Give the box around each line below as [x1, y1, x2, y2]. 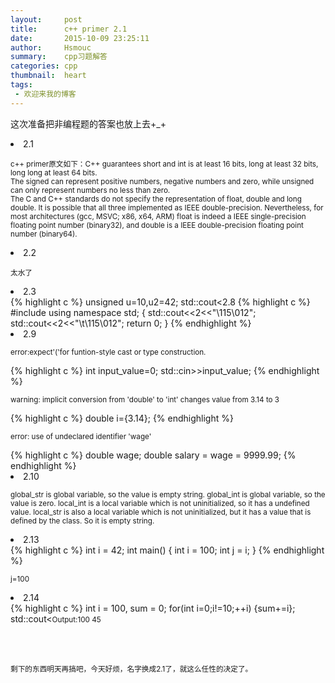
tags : [10, 80, 33, 90]
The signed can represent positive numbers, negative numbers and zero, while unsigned [10, 176, 315, 186]
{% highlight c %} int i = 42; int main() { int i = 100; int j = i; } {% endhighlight [10, 544, 325, 556]
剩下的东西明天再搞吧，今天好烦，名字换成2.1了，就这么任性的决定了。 [10, 664, 253, 674]
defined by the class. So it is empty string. [10, 516, 155, 526]
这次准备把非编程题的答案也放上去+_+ [10, 117, 167, 130]
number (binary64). [10, 229, 78, 239]
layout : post [10, 14, 83, 25]
